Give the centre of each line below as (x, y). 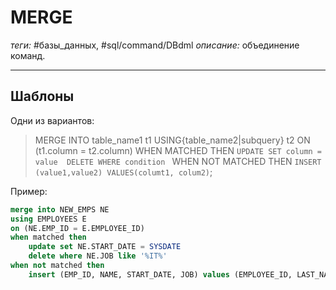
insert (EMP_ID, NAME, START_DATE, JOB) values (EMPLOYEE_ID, (160, 274)
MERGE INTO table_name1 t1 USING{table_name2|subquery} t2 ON (172, 140)
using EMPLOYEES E (48, 219)
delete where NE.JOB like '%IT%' (98, 256)
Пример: (29, 191)
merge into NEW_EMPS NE (60, 209)
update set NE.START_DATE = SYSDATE (105, 247)
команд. (28, 55)
